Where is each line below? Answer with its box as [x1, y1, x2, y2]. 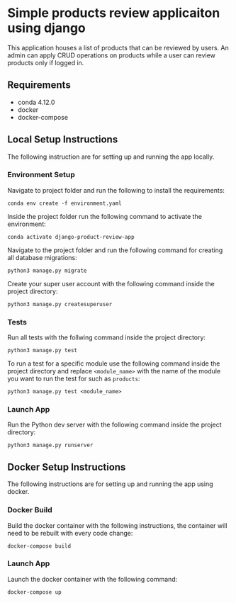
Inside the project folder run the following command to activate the [7, 212, 202, 220]
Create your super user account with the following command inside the [7, 279, 215, 288]
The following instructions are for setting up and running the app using [7, 480, 214, 488]
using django [7, 20, 86, 36]
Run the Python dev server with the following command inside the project [7, 420, 222, 429]
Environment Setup [7, 170, 76, 180]
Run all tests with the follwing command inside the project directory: [7, 333, 206, 342]
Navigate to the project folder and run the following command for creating [7, 246, 223, 254]
